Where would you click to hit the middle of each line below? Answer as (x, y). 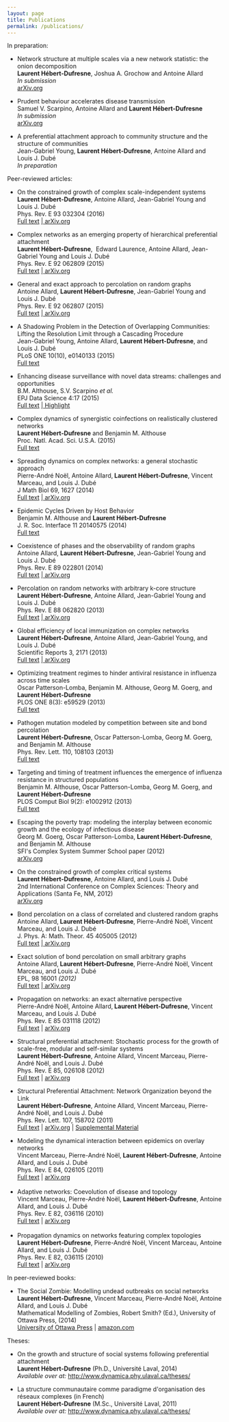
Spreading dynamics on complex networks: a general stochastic (107, 461)
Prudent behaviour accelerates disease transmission (91, 101)
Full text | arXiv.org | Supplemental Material (78, 1127)
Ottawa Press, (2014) (47, 1321)
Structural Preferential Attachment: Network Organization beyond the (114, 1091)
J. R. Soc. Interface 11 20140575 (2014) (72, 526)
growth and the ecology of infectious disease (81, 829)
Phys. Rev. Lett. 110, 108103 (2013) (65, 752)
